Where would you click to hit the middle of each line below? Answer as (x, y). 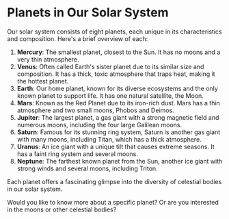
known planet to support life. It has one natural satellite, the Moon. (110, 95)
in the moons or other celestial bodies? (62, 209)
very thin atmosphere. (48, 59)
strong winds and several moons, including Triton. (87, 168)
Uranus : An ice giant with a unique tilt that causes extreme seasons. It (116, 146)
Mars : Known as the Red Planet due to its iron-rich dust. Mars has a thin (118, 103)
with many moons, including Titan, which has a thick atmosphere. (109, 139)
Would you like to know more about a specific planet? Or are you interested (113, 202)
